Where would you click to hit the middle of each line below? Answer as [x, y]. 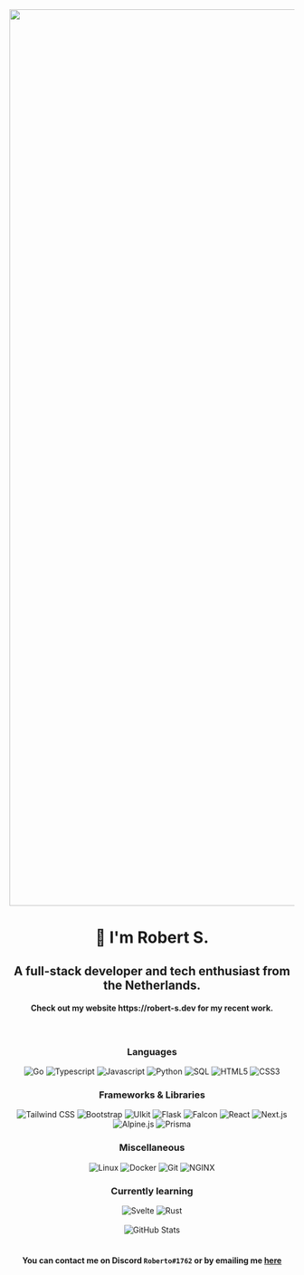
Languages [152, 1051]
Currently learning [152, 1191]
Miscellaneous [152, 1147]
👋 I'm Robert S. [152, 938]
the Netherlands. [152, 985]
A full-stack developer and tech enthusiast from [152, 971]
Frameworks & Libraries [152, 1095]
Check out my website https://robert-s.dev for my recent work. [152, 1008]
